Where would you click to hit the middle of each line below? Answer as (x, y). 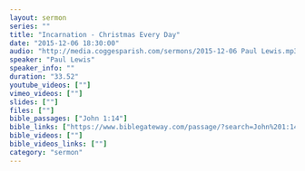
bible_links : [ (38, 128)
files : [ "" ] (32, 110)
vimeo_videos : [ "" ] (46, 93)
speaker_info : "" (42, 69)
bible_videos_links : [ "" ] (58, 144)
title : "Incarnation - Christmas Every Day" (95, 34)
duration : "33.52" (44, 77)
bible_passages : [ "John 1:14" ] (69, 119)
